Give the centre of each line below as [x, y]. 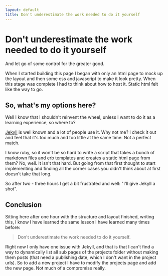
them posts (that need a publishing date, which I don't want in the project [81, 257]
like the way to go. [24, 89]
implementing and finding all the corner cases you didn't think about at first [83, 169]
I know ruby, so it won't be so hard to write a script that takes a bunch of [80, 153]
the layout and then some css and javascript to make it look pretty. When [80, 79]
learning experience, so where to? [40, 123]
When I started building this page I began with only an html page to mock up [84, 74]
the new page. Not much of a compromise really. [56, 268]
